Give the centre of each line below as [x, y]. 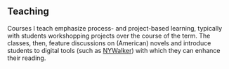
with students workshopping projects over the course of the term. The [109, 36]
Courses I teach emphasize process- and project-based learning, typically [115, 28]
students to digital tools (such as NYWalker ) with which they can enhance [114, 50]
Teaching [28, 11]
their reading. [27, 58]
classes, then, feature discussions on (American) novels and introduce [109, 43]
